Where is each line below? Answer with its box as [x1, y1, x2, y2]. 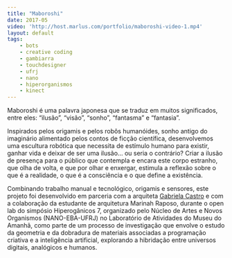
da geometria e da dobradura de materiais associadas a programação [7, 229, 206, 237]
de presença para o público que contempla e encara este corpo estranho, [7, 156, 218, 165]
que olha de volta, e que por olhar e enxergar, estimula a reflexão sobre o [7, 164, 217, 172]
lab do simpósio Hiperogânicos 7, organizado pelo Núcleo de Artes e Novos [7, 207, 223, 215]
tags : [7, 36, 23, 43]
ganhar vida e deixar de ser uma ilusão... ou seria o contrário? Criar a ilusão [7, 149, 223, 158]
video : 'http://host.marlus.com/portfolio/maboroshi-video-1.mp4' [7, 23, 203, 30]
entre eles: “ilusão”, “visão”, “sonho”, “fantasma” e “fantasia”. [7, 113, 181, 122]
